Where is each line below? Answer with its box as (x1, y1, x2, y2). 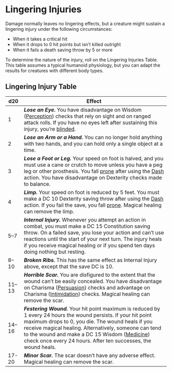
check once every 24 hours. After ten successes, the (24, 337, 152, 344)
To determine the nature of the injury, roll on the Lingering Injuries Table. (5, 56, 158, 62)
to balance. (24, 180, 51, 187)
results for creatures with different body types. (5, 68, 104, 74)
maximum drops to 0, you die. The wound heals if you (24, 318, 153, 325)
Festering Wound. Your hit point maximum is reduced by (24, 305, 160, 312)
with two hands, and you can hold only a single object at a (24, 140, 163, 147)
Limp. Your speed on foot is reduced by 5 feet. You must (24, 188, 160, 195)
